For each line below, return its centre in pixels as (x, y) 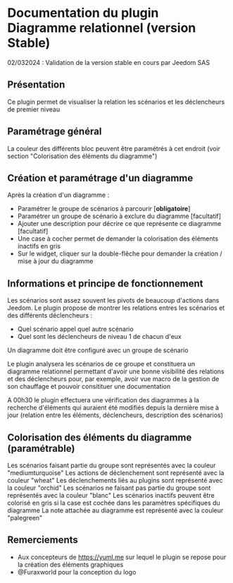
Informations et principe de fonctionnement (105, 283)
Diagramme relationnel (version (102, 28)
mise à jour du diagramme (55, 261)
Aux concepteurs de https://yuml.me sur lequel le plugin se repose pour (122, 557)
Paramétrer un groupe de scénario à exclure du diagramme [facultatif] (119, 216)
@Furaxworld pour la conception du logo (77, 572)
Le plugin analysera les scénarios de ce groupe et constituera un (101, 364)
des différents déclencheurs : (50, 315)
